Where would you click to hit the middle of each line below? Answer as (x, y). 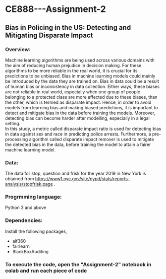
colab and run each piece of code (46, 271)
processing (17, 139)
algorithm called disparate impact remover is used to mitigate (92, 139)
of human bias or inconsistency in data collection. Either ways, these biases (83, 86)
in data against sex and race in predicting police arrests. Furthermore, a (78, 134)
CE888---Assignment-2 (55, 9)
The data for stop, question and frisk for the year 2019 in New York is (76, 174)
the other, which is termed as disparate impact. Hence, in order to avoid (78, 102)
